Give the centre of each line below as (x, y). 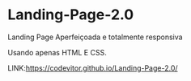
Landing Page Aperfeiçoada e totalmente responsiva (95, 37)
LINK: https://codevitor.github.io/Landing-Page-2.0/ (93, 68)
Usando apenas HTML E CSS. (57, 52)
